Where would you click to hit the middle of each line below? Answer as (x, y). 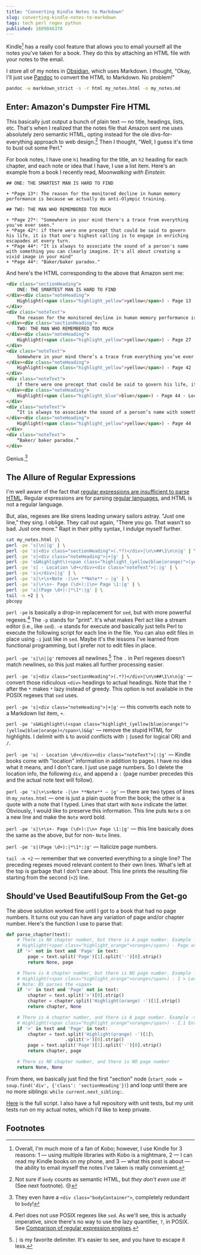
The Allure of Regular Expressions (71, 477)
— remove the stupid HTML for (134, 730)
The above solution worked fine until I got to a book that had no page (91, 911)
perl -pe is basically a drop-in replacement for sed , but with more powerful (99, 613)
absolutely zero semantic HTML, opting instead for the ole (78, 134)
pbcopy (14, 601)
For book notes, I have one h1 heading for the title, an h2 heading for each (97, 160)
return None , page (51, 962)
